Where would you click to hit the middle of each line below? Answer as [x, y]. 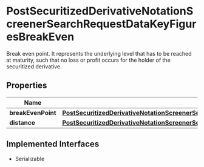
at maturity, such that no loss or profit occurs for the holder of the [89, 60]
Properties [27, 86]
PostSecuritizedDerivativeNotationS [100, 11]
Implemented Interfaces [53, 144]
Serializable [30, 159]
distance [22, 122]
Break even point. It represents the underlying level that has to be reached [99, 53]
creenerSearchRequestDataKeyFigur [101, 24]
